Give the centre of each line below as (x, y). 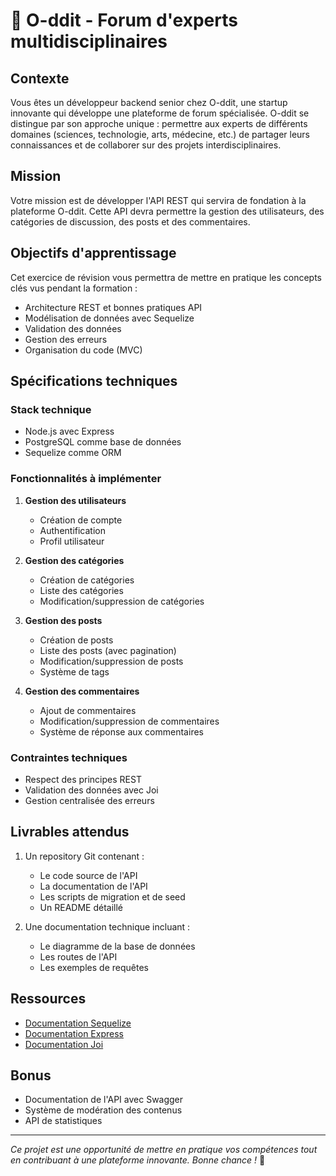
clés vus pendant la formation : (74, 288)
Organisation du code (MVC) (83, 350)
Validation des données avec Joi (91, 790)
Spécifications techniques (94, 381)
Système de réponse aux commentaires (121, 731)
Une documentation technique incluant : (107, 926)
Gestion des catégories (74, 560)
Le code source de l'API (88, 875)
